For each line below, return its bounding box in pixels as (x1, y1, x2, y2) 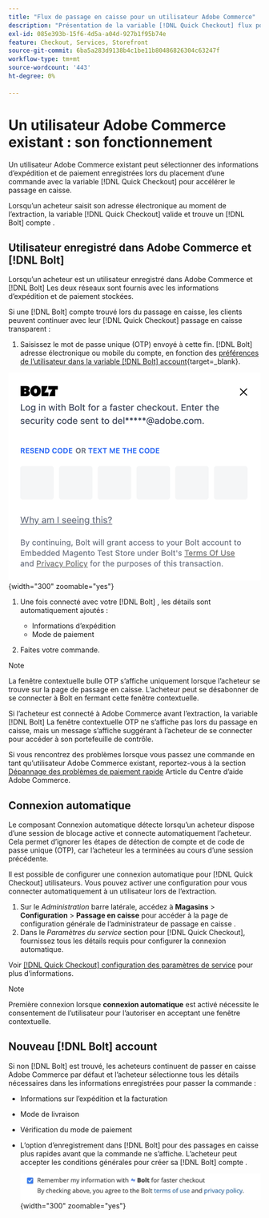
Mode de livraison (19, 1109, 80, 1119)
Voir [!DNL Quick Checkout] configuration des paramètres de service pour (8, 960, 254, 970)
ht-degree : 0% (8, 72, 56, 80)
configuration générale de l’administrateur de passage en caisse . (19, 918, 236, 929)
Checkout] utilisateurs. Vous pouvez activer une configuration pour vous (8, 877, 247, 887)
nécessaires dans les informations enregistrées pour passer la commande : (8, 1078, 256, 1087)
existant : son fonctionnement (8, 133, 213, 151)
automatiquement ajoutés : (19, 606, 108, 615)
